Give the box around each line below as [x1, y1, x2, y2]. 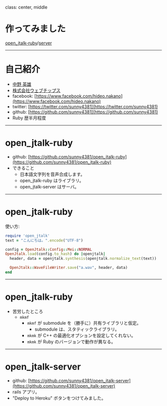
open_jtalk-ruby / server [5, 40, 52, 46]
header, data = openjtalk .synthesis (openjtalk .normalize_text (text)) [9, 256, 157, 261]
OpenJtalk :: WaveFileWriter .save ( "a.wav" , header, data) [9, 265, 128, 270]
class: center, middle [5, 4, 48, 10]
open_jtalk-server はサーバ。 [19, 184, 80, 190]
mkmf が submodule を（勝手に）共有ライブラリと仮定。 [27, 320, 142, 326]
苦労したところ [12, 308, 43, 314]
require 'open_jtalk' [5, 233, 50, 238]
